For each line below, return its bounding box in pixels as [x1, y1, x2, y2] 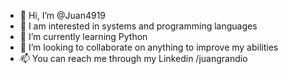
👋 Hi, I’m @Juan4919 [19, 10, 107, 21]
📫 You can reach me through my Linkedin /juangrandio [19, 53, 248, 64]
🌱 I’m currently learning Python [19, 31, 148, 42]
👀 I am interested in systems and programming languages [19, 20, 258, 32]
